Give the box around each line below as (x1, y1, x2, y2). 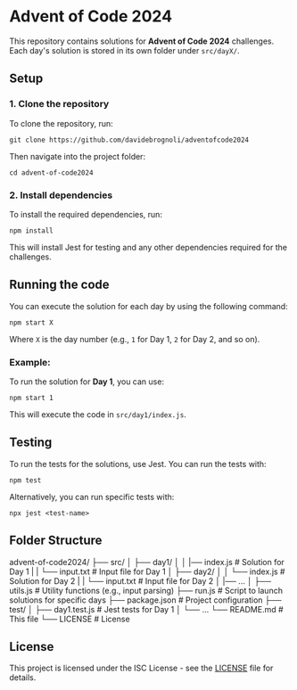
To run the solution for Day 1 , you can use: (9, 376, 165, 387)
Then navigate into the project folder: (9, 151, 145, 161)
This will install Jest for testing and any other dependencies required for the (9, 242, 288, 252)
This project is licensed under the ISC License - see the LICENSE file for (9, 662, 274, 674)
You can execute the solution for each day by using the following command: (9, 300, 288, 311)
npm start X (9, 318, 54, 327)
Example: (9, 356, 51, 368)
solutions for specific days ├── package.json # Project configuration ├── (9, 595, 283, 605)
